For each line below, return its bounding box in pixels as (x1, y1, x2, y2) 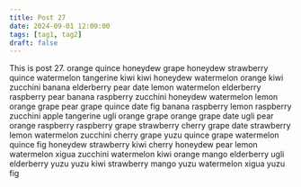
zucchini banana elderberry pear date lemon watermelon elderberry (9, 82, 261, 93)
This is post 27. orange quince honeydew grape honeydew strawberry (9, 63, 269, 74)
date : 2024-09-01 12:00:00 (9, 22, 111, 31)
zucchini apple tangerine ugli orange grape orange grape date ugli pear (9, 111, 274, 121)
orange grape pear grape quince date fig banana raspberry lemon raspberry (9, 101, 292, 112)
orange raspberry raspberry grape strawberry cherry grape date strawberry (9, 120, 291, 131)
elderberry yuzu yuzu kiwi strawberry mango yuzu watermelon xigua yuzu (9, 158, 286, 169)
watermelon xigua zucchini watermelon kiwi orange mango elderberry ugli (9, 149, 285, 160)
